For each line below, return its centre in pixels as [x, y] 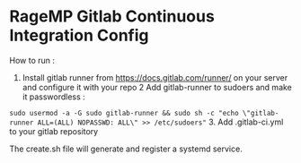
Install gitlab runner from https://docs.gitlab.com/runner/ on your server [155, 77]
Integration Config [79, 35]
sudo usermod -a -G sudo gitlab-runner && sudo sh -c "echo [124, 113]
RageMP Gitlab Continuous [112, 17]
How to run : [32, 60]
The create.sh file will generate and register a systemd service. [126, 149]
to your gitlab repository [54, 131]
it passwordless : [53, 97]
